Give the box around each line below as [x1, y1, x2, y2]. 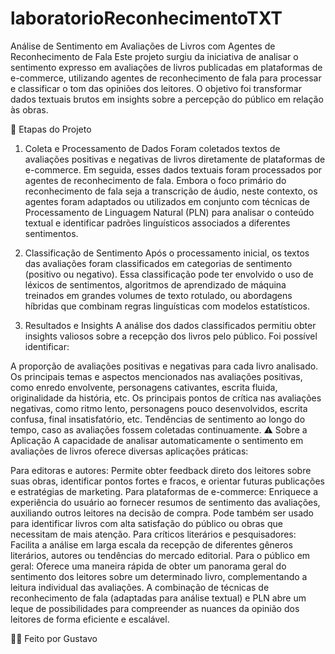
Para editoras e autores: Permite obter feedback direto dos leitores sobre [10, 464, 312, 476]
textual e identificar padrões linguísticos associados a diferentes [24, 217, 291, 229]
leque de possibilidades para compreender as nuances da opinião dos [10, 602, 300, 614]
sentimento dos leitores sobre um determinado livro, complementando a [10, 570, 308, 582]
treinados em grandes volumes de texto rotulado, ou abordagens [24, 289, 293, 301]
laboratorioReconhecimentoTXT [10, 7, 283, 30]
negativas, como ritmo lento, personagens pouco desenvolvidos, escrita [10, 402, 308, 414]
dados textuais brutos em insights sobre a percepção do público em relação [10, 93, 324, 105]
